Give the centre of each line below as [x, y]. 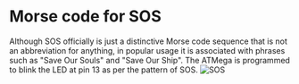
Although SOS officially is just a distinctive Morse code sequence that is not [149, 41]
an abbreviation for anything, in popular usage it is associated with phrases [147, 50]
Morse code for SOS [86, 17]
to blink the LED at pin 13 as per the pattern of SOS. [104, 70]
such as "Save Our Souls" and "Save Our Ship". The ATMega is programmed [149, 60]
